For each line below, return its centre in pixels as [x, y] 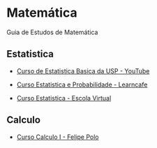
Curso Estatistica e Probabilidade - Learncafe [82, 84]
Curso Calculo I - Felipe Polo [58, 137]
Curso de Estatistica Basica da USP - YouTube [83, 71]
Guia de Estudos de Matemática [52, 32]
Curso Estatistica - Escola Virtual [64, 98]
